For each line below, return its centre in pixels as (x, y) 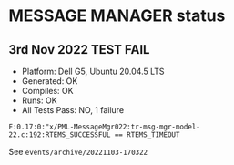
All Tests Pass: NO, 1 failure (73, 110)
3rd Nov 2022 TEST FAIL (79, 50)
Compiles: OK (47, 91)
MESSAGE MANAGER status (117, 16)
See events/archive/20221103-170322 (78, 152)
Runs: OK (39, 100)
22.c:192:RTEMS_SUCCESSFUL (60, 135)
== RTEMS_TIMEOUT (147, 135)
